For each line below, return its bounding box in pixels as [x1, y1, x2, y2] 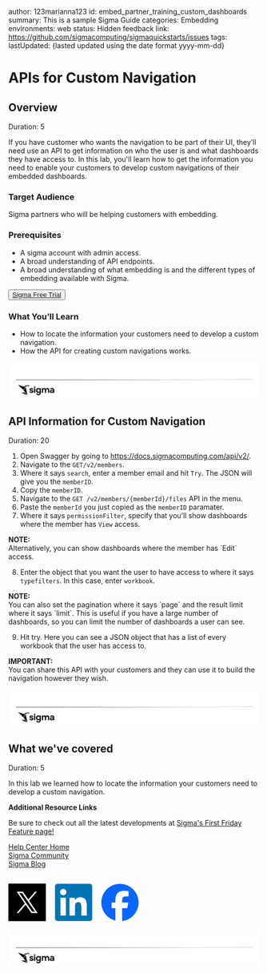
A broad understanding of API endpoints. [19, 256, 155, 266]
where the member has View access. [19, 520, 141, 529]
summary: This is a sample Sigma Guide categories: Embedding [8, 15, 219, 25]
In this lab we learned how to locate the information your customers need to [8, 778, 258, 788]
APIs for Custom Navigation [8, 69, 197, 87]
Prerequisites [8, 230, 62, 241]
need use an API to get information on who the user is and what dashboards [8, 146, 259, 155]
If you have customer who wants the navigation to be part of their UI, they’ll [8, 138, 257, 147]
